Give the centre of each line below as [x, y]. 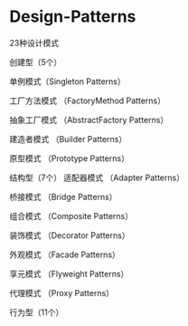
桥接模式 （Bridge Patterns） [63, 197]
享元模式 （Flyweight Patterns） [69, 273]
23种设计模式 [34, 43]
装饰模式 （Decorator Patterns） [70, 235]
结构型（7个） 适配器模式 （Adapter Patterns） [97, 177]
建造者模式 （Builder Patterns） [68, 139]
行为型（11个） [37, 312]
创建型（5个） [36, 62]
